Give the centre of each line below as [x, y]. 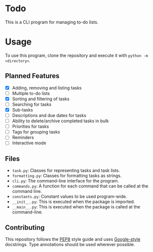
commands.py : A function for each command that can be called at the [80, 186]
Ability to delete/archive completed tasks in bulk [60, 121]
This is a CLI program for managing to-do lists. [52, 22]
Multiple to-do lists [31, 93]
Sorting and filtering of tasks [41, 99]
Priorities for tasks [30, 126]
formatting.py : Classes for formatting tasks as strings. [67, 176]
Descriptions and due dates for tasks [49, 115]
